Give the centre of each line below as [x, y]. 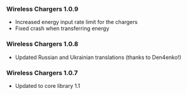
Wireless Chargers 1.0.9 [42, 9]
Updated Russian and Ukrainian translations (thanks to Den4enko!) [98, 57]
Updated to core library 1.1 [48, 85]
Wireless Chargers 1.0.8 [42, 44]
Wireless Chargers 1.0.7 [42, 73]
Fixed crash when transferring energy [62, 28]
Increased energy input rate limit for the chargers [76, 22]
